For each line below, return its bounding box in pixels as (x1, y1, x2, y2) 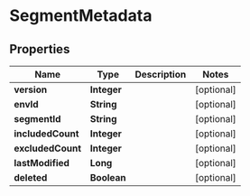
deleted (14, 172, 48, 183)
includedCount (14, 127, 79, 140)
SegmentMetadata (9, 5, 153, 26)
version (14, 83, 48, 96)
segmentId (14, 113, 61, 125)
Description (134, 69, 187, 80)
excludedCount (14, 142, 82, 154)
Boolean (89, 172, 126, 183)
